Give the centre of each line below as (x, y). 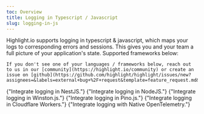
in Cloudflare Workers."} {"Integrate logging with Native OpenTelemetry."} (98, 104)
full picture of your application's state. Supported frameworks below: (93, 53)
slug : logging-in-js (32, 23)
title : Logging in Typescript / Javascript (62, 18)
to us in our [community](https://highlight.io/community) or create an (100, 70)
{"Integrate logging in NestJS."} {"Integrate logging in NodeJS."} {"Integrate (101, 92)
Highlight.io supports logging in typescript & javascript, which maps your (97, 41)
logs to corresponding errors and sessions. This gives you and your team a (100, 47)
